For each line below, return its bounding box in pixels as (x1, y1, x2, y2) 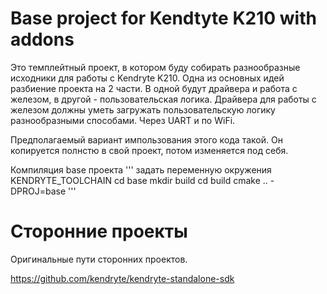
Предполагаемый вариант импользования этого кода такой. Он (10, 133, 283, 146)
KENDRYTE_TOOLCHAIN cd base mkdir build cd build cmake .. (10, 174, 268, 186)
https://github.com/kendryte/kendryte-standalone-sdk (10, 272, 235, 284)
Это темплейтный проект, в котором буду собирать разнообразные (10, 61, 301, 73)
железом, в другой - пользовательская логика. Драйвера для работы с (10, 93, 317, 105)
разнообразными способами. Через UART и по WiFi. (10, 114, 236, 126)
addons (10, 28, 75, 51)
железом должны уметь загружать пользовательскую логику (10, 103, 276, 116)
